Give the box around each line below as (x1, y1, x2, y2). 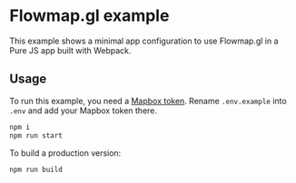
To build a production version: (9, 147, 122, 159)
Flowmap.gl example (9, 5, 170, 26)
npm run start (9, 130, 64, 140)
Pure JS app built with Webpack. (9, 44, 132, 55)
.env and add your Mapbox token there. (9, 105, 157, 116)
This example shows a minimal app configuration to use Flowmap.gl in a (9, 35, 279, 46)
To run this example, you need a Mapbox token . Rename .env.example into (9, 95, 288, 106)
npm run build (9, 165, 64, 174)
